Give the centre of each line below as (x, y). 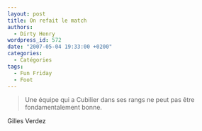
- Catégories (33, 60)
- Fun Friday (33, 73)
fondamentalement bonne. (63, 108)
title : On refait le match (47, 21)
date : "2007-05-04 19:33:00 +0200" (60, 47)
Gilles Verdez (27, 121)
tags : (15, 67)
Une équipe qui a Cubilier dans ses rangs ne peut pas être (110, 100)
